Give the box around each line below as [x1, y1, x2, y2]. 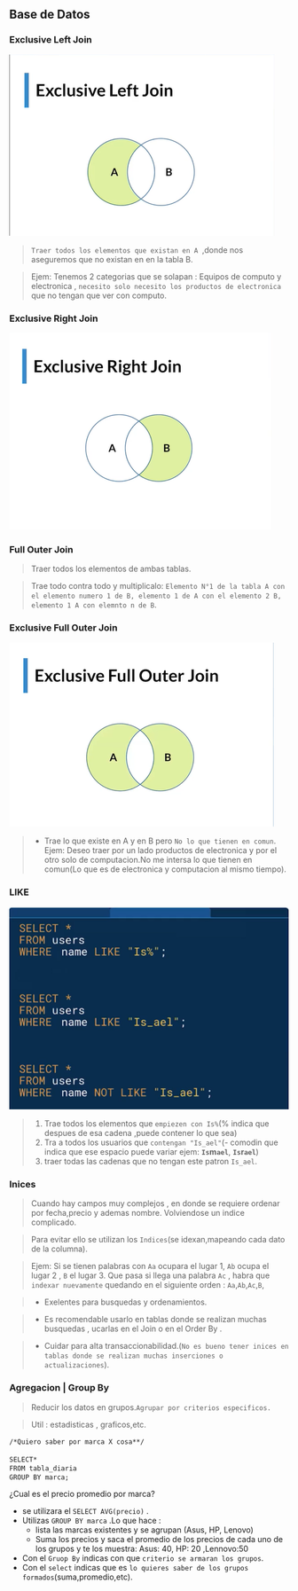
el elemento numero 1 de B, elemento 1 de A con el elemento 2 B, [30, 592, 282, 601]
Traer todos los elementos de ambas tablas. [30, 563, 192, 575]
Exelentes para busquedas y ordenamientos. [43, 1297, 208, 1307]
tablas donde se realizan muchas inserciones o [43, 1352, 223, 1360]
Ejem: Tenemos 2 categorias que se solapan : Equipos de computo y [30, 270, 282, 282]
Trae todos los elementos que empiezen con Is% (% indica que [43, 1118, 270, 1129]
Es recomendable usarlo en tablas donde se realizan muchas [43, 1314, 268, 1325]
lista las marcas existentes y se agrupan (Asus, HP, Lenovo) [35, 1524, 255, 1535]
